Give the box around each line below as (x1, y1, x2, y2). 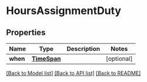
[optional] (105, 54, 133, 63)
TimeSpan (31, 54, 61, 63)
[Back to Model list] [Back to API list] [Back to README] (6, 70, 141, 77)
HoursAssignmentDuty (6, 4, 122, 18)
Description (66, 45, 101, 53)
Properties (6, 28, 46, 37)
